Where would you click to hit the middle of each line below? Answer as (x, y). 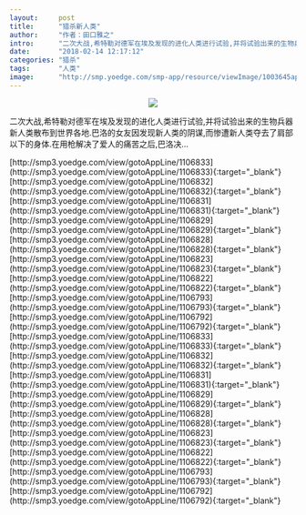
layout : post (42, 18)
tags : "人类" (45, 69)
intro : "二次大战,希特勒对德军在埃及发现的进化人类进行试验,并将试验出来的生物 (152, 43)
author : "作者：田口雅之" (62, 35)
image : (22, 77)
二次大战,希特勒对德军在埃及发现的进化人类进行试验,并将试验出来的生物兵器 (152, 121)
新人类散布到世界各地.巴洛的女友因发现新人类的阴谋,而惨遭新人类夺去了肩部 (152, 132)
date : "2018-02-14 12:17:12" (77, 52)
